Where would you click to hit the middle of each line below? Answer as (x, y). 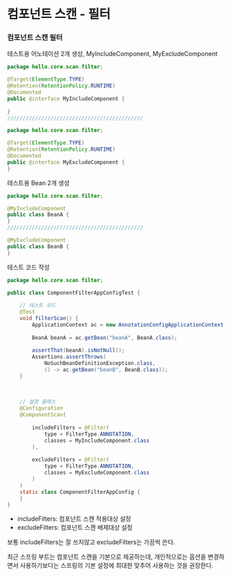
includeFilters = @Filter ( (71, 427)
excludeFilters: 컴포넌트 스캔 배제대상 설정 (75, 528)
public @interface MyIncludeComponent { (66, 99)
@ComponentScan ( (43, 415)
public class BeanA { (38, 215)
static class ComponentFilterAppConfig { (80, 492)
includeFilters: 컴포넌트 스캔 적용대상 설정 (74, 519)
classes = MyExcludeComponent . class (97, 473)
